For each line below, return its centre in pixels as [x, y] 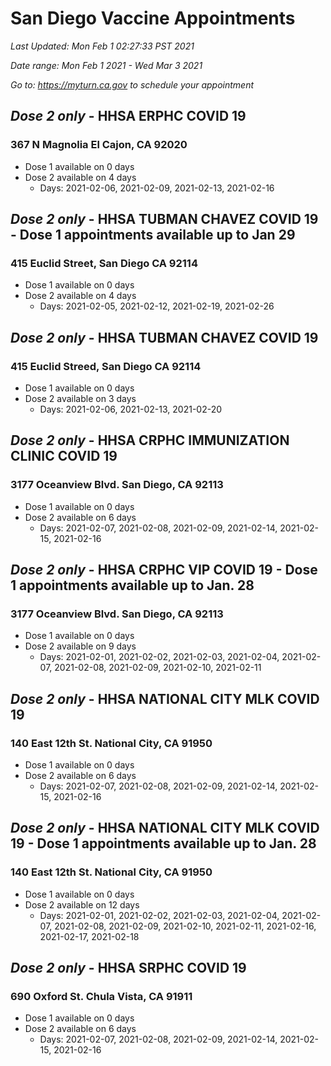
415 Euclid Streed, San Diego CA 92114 [106, 366]
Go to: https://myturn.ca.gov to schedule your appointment [132, 84]
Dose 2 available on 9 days [80, 646]
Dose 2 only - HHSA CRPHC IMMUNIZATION [150, 440]
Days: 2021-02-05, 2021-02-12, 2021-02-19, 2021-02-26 [157, 306]
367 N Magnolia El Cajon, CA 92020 [99, 145]
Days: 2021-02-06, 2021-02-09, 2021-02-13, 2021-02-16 [157, 188]
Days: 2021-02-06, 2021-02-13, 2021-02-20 [131, 409]
